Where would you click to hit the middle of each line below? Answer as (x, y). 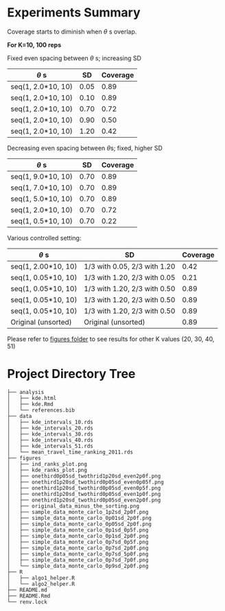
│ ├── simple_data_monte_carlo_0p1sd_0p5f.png (78, 530)
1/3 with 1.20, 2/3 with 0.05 (129, 277)
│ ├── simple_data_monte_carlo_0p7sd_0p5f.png (78, 542)
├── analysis (26, 392)
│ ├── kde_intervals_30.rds (50, 434)
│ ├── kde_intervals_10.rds (50, 422)
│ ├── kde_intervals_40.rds (50, 440)
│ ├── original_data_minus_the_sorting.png (73, 506)
